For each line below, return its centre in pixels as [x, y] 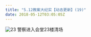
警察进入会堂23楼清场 [40, 29]
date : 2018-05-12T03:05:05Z [35, 14]
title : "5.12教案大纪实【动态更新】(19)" [46, 10]
